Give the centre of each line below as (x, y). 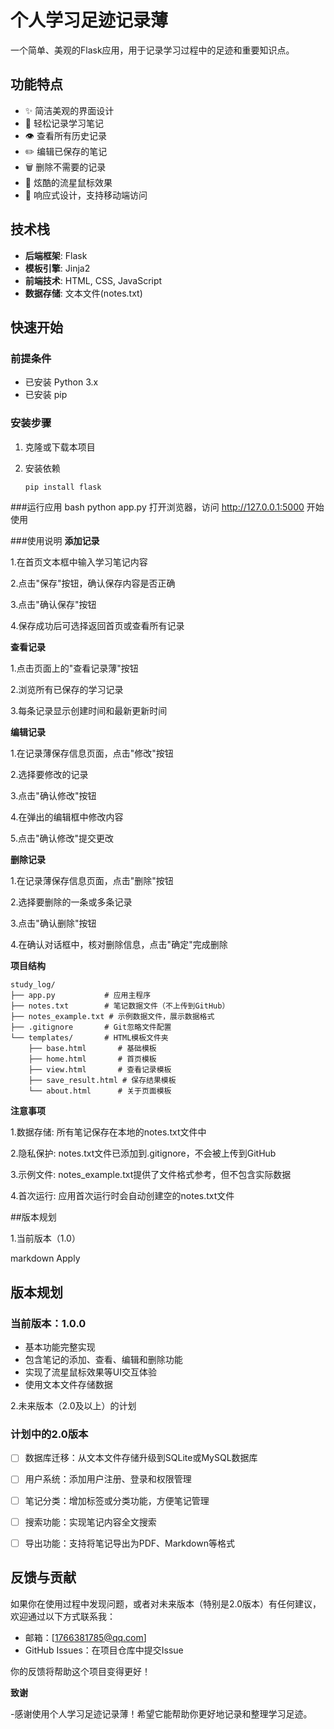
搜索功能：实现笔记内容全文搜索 (90, 1522)
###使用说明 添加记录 (55, 541)
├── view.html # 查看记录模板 (100, 1070)
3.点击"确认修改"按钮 (53, 796)
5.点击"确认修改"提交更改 (62, 838)
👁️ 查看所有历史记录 (65, 135)
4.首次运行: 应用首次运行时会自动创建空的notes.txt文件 (122, 1196)
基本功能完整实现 (60, 1347)
